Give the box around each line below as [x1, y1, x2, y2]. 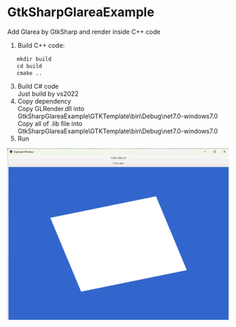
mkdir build [16, 56, 52, 63]
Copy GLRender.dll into [17, 104, 85, 113]
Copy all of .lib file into [17, 119, 83, 127]
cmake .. [16, 70, 42, 77]
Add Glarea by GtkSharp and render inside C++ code [7, 27, 161, 36]
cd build [16, 63, 42, 70]
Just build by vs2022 [17, 89, 79, 98]
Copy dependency [17, 96, 72, 105]
